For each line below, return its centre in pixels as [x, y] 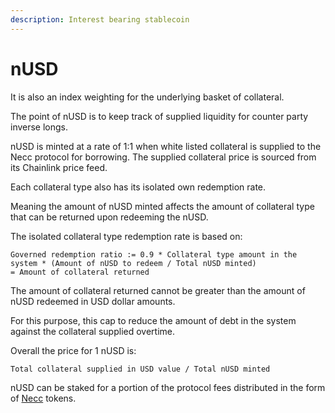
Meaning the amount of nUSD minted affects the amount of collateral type [162, 206]
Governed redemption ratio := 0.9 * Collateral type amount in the [154, 254]
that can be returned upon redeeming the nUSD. [109, 217]
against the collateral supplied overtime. [92, 331]
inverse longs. [39, 127]
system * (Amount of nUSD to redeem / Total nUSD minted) [133, 263]
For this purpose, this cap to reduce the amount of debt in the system [153, 320]
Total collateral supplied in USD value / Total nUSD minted [140, 369]
